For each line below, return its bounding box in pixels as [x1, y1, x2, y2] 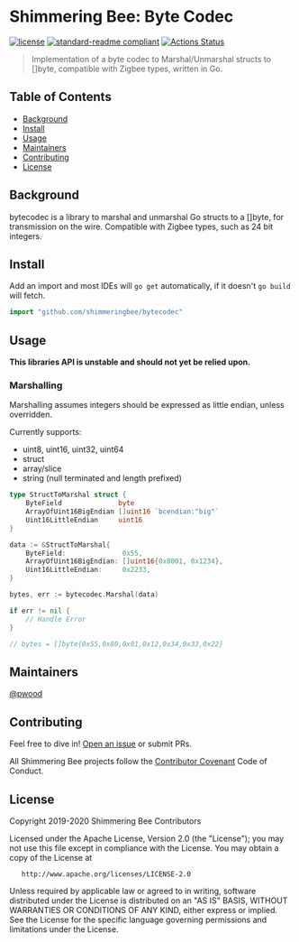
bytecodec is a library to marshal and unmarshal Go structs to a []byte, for [9, 211, 285, 222]
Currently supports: [9, 427, 82, 438]
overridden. [9, 409, 52, 420]
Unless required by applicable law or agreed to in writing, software [9, 885, 257, 896]
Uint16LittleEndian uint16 [25, 515, 143, 524]
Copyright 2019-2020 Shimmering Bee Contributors [9, 815, 202, 827]
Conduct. [9, 765, 44, 777]
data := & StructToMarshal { [9, 540, 111, 549]
